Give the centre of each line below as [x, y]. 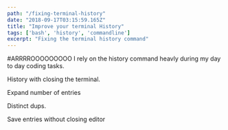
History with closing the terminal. [54, 79]
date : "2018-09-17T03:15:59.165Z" [57, 20]
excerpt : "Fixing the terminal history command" [78, 39]
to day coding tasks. [36, 66]
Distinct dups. [27, 106]
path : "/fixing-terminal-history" [57, 13]
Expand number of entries [44, 93]
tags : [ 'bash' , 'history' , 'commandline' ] [69, 33]
